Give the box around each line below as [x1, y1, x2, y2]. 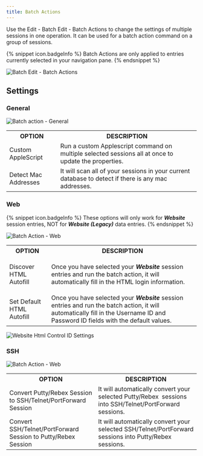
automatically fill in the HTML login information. [51, 277, 185, 286]
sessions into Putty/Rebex [98, 432, 172, 441]
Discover [9, 262, 35, 271]
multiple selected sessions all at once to [60, 150, 173, 158]
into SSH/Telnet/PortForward [98, 400, 180, 408]
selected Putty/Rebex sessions [98, 392, 187, 400]
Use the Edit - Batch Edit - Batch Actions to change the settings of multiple [6, 25, 192, 33]
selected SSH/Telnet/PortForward [98, 425, 194, 433]
